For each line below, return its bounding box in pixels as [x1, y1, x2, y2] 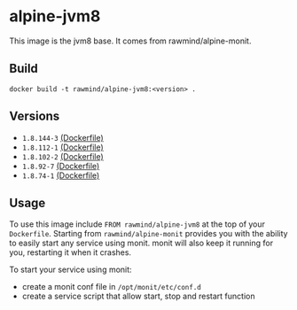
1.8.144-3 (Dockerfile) [21, 132, 104, 143]
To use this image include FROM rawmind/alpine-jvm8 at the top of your [9, 219, 266, 229]
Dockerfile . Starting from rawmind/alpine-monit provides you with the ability [9, 229, 288, 239]
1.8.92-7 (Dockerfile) [21, 160, 100, 171]
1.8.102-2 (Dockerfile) [21, 151, 104, 161]
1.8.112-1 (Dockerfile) [21, 142, 104, 152]
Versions [9, 109, 60, 124]
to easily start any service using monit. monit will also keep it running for [9, 237, 273, 249]
